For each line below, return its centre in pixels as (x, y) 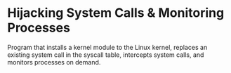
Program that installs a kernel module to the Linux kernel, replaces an (107, 47)
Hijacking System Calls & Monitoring (116, 13)
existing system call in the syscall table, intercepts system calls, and (106, 55)
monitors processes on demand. (54, 62)
